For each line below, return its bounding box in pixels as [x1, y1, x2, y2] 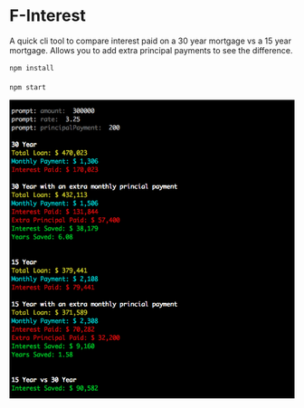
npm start [9, 82, 47, 91]
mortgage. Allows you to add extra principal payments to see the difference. [9, 44, 293, 55]
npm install [9, 63, 54, 72]
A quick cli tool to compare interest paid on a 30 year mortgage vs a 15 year [9, 35, 292, 46]
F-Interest [9, 5, 86, 26]
